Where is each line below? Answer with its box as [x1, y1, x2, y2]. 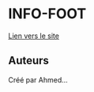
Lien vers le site [8, 31, 59, 40]
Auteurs [8, 54, 50, 67]
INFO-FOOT [8, 5, 87, 23]
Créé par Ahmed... [8, 75, 69, 84]
